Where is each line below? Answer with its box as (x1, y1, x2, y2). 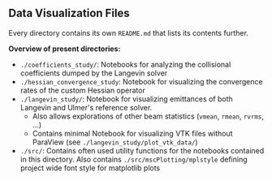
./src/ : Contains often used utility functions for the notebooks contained (19, 145, 265, 155)
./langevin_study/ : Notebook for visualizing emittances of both (19, 93, 233, 104)
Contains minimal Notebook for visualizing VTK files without (32, 128, 233, 138)
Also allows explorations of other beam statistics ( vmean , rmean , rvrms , (32, 111, 265, 121)
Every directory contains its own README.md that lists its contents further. (8, 28, 249, 37)
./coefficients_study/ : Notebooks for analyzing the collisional (19, 59, 231, 69)
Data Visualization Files (8, 6, 130, 20)
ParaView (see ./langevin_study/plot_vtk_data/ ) (32, 137, 198, 147)
